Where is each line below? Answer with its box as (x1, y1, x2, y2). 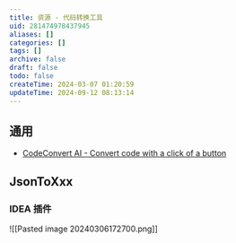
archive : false (9, 55, 66, 64)
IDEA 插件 (9, 203, 52, 215)
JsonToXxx (9, 174, 74, 189)
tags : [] (9, 47, 42, 56)
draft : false (9, 64, 58, 73)
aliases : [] (9, 30, 54, 39)
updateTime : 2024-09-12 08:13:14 (9, 88, 135, 97)
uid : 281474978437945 (9, 22, 91, 30)
